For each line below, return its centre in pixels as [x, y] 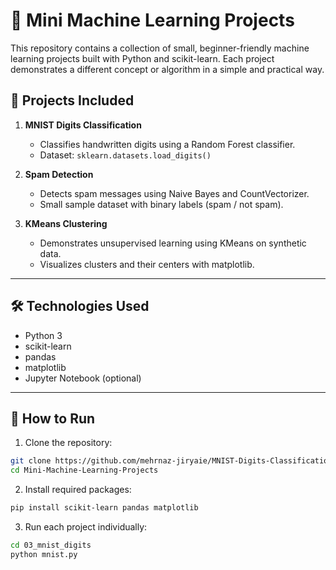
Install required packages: [78, 490]
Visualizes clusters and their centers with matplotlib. [147, 264]
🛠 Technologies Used [80, 306]
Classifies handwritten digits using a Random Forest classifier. [167, 144]
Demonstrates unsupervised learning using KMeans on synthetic [173, 243]
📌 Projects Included [72, 100]
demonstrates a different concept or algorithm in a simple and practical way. [167, 69]
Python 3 [43, 335]
